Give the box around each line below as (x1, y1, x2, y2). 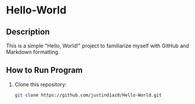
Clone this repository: (14, 81, 67, 88)
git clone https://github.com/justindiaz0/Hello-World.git (14, 92, 162, 98)
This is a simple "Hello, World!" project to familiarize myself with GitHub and (6, 42, 189, 49)
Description (6, 27, 50, 37)
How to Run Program (6, 65, 83, 75)
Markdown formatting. (6, 48, 60, 56)
